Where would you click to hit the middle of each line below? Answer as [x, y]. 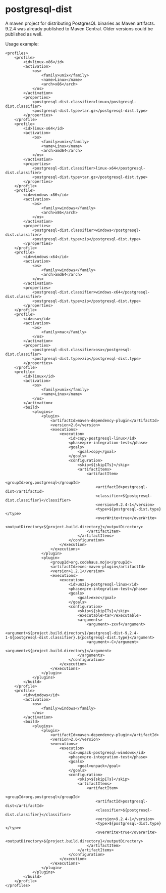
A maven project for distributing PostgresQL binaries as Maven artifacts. [80, 23]
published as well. [24, 34]
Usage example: [22, 44]
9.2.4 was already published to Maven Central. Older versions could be [79, 28]
